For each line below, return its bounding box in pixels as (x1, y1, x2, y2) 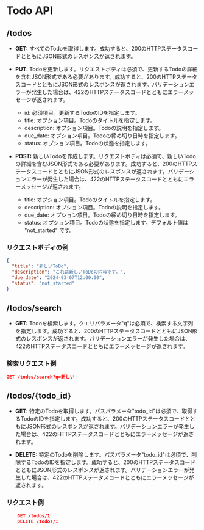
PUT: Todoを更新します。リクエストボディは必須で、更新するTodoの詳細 (15, 65, 198, 73)
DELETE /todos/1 (17, 518, 59, 525)
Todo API (6, 4, 54, 18)
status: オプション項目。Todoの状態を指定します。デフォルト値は (24, 219, 189, 226)
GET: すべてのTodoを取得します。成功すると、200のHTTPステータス (15, 45, 188, 52)
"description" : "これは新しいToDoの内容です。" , (12, 269, 126, 275)
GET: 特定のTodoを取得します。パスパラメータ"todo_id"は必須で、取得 (15, 407, 193, 415)
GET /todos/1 (17, 512, 51, 519)
